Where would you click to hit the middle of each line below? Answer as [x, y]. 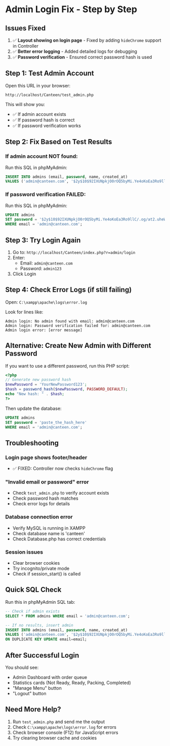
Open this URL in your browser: [38, 85]
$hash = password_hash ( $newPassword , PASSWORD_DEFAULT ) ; [67, 390]
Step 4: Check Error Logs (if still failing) [69, 290]
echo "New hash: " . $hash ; [35, 394]
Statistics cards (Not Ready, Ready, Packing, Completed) [72, 683]
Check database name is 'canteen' [49, 533]
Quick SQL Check [33, 590]
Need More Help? [33, 709]
